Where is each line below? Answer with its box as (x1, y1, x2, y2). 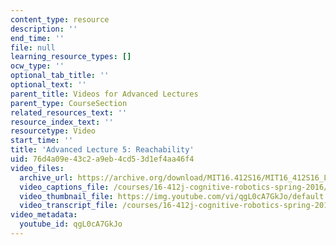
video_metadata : (10, 210, 78, 220)
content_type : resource (10, 14, 110, 25)
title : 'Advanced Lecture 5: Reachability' (10, 145, 195, 155)
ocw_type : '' (10, 61, 65, 71)
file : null (10, 42, 56, 53)
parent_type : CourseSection (10, 98, 128, 108)
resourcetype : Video (10, 126, 97, 136)
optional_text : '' (10, 80, 87, 90)
